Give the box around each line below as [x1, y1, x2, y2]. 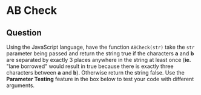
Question [6, 28, 42, 38]
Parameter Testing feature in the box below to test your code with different [6, 76, 194, 82]
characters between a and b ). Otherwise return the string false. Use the [6, 69, 185, 76]
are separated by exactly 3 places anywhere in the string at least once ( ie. [6, 57, 192, 63]
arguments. [6, 82, 35, 89]
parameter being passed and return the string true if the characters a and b [6, 50, 194, 57]
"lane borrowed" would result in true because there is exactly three [6, 63, 174, 70]
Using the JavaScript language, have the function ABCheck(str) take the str [6, 43, 195, 51]
